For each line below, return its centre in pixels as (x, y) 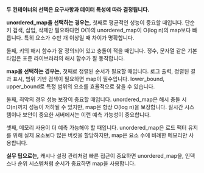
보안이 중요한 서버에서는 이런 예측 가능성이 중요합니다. (86, 115)
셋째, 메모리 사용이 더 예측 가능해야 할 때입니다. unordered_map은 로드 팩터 (97, 128)
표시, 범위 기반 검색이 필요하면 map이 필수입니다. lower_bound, (89, 79)
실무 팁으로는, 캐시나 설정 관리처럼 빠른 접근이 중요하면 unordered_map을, (95, 156)
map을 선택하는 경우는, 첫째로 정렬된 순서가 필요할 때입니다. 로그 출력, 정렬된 (98, 71)
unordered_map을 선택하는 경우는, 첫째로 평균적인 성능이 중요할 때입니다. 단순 (100, 23)
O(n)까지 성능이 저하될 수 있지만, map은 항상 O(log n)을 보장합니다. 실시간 (95, 107)
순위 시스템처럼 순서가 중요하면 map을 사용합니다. (76, 163)
